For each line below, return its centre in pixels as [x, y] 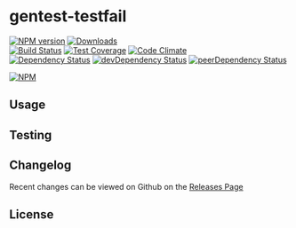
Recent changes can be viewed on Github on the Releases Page [126, 186]
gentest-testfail [68, 16]
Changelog [40, 165]
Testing [31, 135]
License [32, 214]
